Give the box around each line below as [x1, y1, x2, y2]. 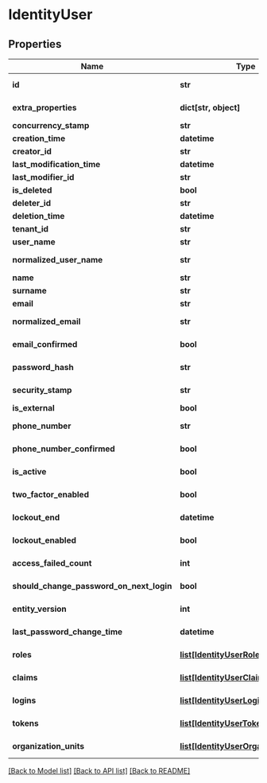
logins [12, 695, 37, 706]
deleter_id [12, 197, 52, 208]
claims [12, 672, 38, 683]
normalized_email [12, 316, 81, 327]
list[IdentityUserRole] [180, 649, 264, 660]
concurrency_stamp [12, 120, 90, 130]
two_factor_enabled [12, 489, 90, 500]
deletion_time [12, 211, 65, 221]
